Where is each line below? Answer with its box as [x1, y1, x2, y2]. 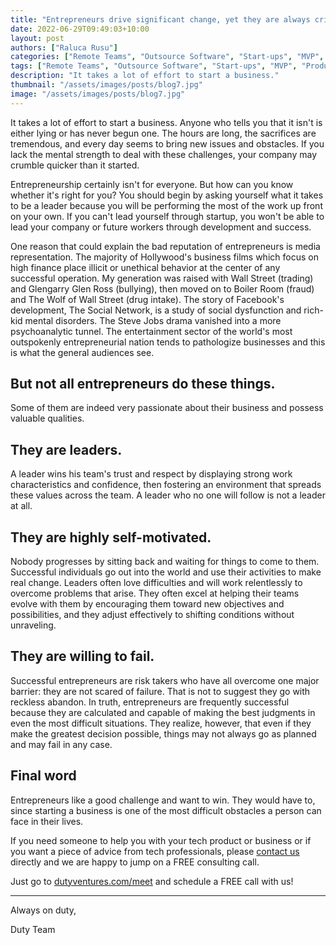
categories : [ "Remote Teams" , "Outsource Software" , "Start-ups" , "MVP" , [10, 52, 325, 62]
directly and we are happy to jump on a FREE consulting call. [10, 856, 260, 868]
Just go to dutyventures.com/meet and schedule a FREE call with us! [10, 875, 294, 887]
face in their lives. [10, 815, 84, 827]
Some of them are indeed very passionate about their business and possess [10, 402, 324, 414]
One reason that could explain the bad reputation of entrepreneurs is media [10, 240, 321, 252]
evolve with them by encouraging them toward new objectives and [10, 598, 285, 610]
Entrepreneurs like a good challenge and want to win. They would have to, [10, 794, 316, 806]
